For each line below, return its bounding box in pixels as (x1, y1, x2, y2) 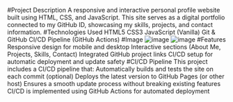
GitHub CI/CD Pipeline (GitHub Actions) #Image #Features (7, 35, 226, 44)
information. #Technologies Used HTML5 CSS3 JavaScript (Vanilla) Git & (7, 28, 216, 36)
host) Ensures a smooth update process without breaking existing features (7, 80, 221, 87)
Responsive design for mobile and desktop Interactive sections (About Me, (7, 43, 221, 51)
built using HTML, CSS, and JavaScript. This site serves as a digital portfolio (7, 13, 225, 22)
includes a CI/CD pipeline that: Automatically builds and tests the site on (7, 65, 214, 73)
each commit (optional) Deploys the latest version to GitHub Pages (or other (7, 72, 225, 80)
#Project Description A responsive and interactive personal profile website (7, 6, 220, 14)
